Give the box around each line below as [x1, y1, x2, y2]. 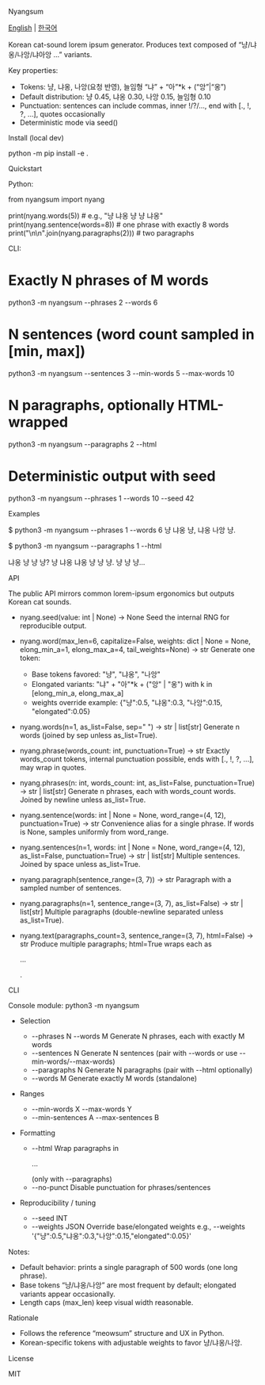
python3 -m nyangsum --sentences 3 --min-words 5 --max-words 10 [8, 368, 235, 378]
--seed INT [31, 1213, 69, 1222]
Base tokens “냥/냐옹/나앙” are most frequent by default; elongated [19, 1280, 237, 1290]
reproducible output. [19, 620, 87, 630]
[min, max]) [8, 343, 85, 360]
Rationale [8, 1313, 39, 1322]
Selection [19, 1015, 51, 1026]
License [8, 1353, 34, 1363]
